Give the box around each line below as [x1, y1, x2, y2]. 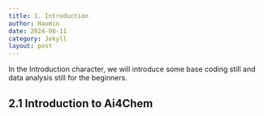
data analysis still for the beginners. [8, 73, 128, 83]
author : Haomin [8, 19, 60, 28]
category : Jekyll [8, 34, 67, 43]
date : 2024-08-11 [8, 27, 67, 35]
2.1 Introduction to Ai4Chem [8, 97, 154, 110]
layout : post [8, 42, 53, 50]
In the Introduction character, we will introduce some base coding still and [8, 64, 256, 74]
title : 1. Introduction [8, 11, 89, 20]
